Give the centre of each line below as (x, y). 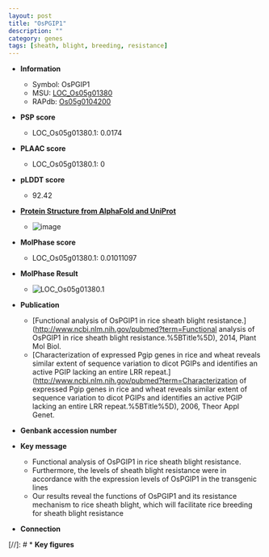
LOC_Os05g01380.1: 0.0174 (77, 133)
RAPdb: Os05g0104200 (71, 102)
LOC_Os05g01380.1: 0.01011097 (84, 258)
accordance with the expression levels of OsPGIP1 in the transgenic (144, 479)
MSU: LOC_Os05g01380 (72, 93)
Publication (40, 305)
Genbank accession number (68, 431)
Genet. (43, 415)
